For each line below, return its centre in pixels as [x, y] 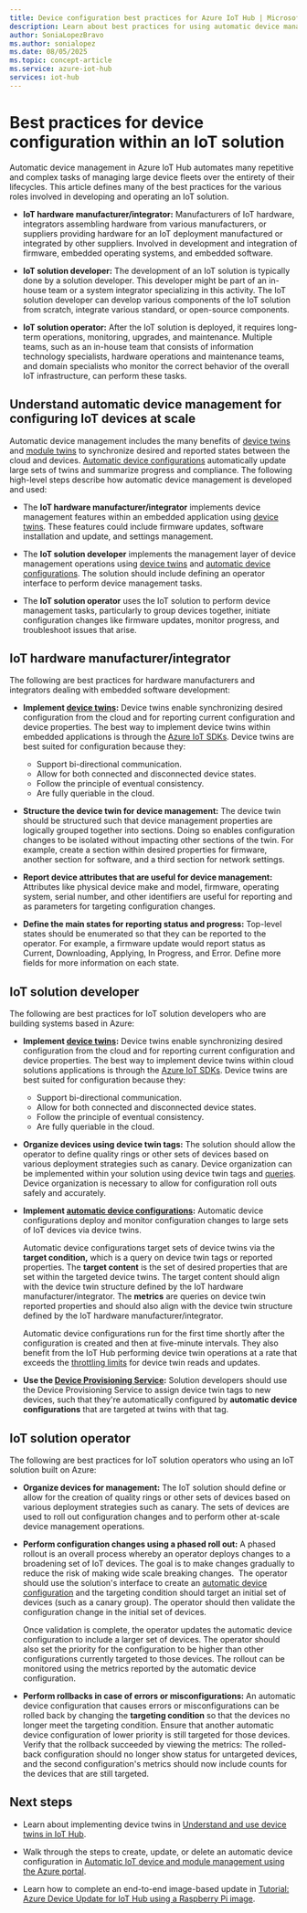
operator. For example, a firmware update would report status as [144, 944]
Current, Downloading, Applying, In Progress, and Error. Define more [152, 953]
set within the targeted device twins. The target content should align [151, 1277]
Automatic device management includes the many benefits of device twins [150, 440]
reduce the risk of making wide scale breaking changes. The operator [155, 1573]
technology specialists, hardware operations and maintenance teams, [153, 356]
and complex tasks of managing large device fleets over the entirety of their [152, 177]
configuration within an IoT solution [147, 142]
